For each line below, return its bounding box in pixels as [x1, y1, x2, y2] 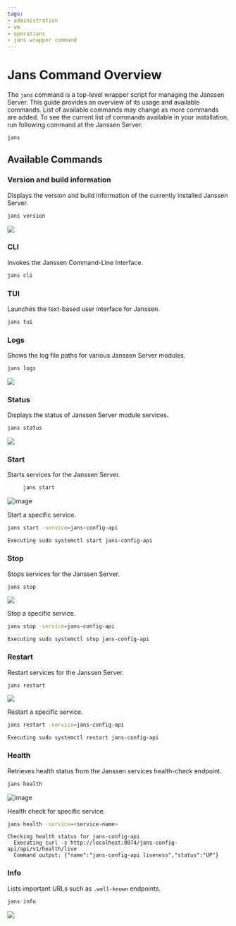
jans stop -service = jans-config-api [7, 623, 115, 630]
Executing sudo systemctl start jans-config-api [7, 537, 153, 544]
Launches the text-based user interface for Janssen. [7, 305, 161, 313]
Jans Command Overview [7, 67, 162, 83]
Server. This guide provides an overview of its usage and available [7, 98, 200, 107]
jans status [7, 425, 42, 432]
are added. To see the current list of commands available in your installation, [7, 113, 229, 122]
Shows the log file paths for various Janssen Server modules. [7, 351, 186, 360]
